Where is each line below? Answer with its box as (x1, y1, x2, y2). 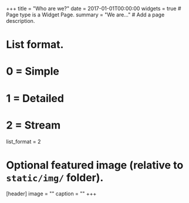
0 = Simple (6, 65, 60, 78)
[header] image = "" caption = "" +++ (6, 190, 97, 197)
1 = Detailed (6, 92, 65, 105)
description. (6, 18, 35, 24)
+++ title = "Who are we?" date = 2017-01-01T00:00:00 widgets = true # (6, 5, 181, 12)
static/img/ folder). (6, 171, 104, 184)
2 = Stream (6, 119, 60, 131)
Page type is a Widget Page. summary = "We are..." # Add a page (6, 11, 165, 18)
